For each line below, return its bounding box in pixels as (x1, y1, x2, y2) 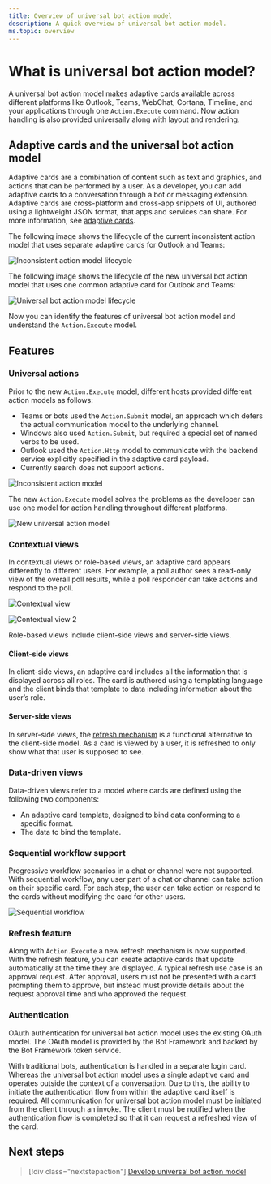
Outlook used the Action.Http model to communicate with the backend (19, 445, 258, 455)
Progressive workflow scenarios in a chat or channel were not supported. (8, 866, 254, 875)
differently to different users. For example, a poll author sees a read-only (8, 566, 252, 576)
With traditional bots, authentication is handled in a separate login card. (8, 1061, 247, 1070)
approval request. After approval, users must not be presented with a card (8, 972, 256, 982)
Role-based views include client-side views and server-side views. (8, 630, 232, 640)
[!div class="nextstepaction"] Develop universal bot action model (28, 1166, 247, 1176)
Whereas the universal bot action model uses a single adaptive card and (8, 1069, 250, 1079)
